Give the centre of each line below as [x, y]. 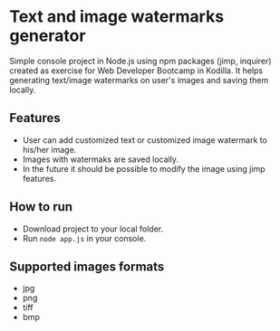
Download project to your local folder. [93, 229]
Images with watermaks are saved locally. [101, 159]
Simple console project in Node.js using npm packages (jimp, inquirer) [140, 61]
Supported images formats [87, 266]
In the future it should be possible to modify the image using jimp [144, 168]
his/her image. [49, 149]
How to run [41, 207]
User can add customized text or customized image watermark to [145, 140]
